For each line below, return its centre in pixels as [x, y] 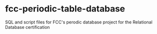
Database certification [27, 27]
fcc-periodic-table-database [65, 9]
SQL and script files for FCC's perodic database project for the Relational [79, 22]
